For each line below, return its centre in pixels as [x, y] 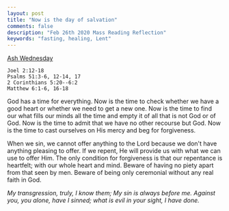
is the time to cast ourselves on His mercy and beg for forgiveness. [102, 130]
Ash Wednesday [30, 58]
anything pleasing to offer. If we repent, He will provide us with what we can [114, 151]
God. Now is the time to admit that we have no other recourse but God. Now [114, 123]
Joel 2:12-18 [26, 71]
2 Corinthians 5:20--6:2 [42, 83]
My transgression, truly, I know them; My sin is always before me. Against [111, 193]
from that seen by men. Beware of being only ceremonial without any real [110, 173]
